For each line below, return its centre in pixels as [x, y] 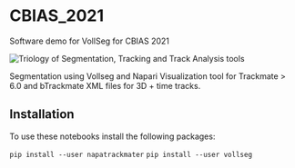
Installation [42, 114]
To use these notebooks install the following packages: [112, 136]
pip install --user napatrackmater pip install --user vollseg [131, 154]
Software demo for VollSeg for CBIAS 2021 [90, 41]
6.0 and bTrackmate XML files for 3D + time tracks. [105, 85]
